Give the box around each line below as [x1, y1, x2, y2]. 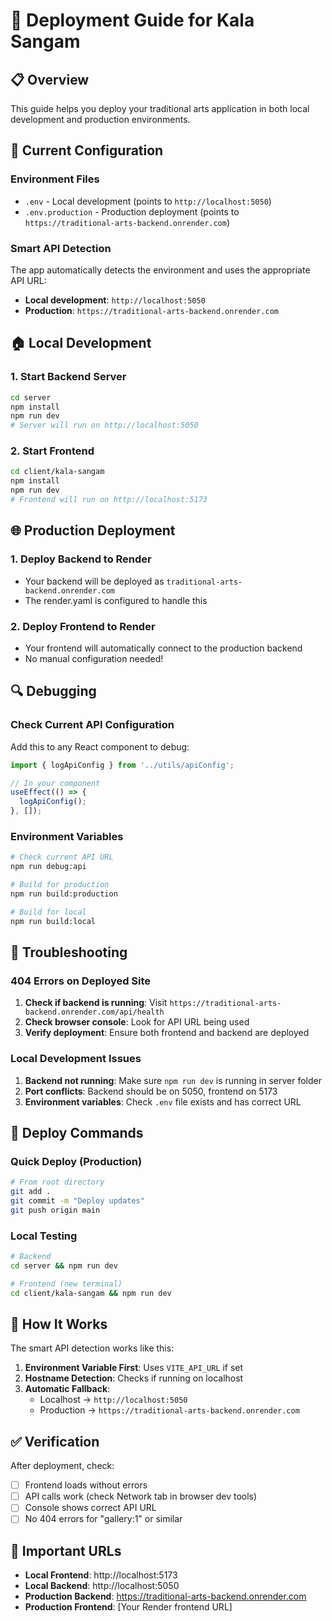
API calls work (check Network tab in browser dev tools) [24, 1490, 258, 1503]
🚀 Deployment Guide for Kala [10, 9, 255, 32]
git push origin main [10, 1205, 101, 1215]
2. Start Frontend [10, 444, 95, 458]
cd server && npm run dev [10, 1260, 118, 1271]
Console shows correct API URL [24, 1502, 157, 1514]
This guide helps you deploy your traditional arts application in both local [10, 103, 310, 114]
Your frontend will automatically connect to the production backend [24, 642, 303, 654]
